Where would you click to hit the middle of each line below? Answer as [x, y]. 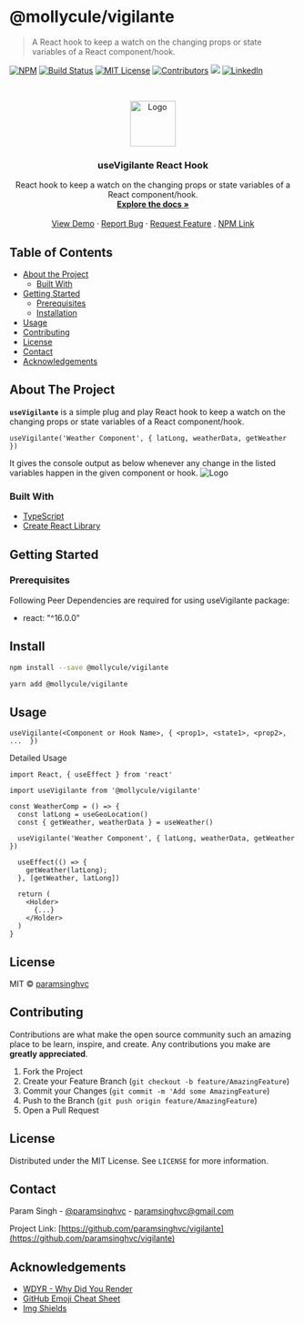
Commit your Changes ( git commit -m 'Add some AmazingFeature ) [146, 1091]
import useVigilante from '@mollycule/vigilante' [106, 791]
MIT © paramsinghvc [49, 984]
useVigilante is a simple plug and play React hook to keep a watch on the [147, 412]
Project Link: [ [35, 1229]
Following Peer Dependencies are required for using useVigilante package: [149, 600]
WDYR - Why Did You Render [78, 1289]
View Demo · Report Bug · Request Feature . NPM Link [153, 224]
